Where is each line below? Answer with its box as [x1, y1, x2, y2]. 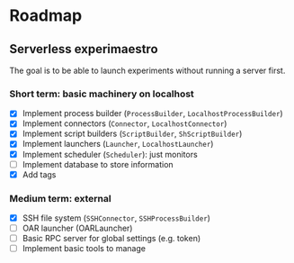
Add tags [22, 168, 57, 180]
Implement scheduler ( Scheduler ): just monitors [22, 149, 198, 159]
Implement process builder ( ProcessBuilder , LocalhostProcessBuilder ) [22, 108, 283, 119]
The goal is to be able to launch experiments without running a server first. [9, 65, 286, 76]
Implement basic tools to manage [22, 243, 147, 254]
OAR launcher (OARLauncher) [22, 222, 133, 234]
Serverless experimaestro [9, 41, 159, 57]
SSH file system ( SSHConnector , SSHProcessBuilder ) [22, 213, 211, 223]
